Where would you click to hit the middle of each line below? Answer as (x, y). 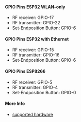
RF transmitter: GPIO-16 (36, 55)
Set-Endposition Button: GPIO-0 (44, 92)
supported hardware (32, 114)
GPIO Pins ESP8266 (25, 71)
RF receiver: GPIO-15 (33, 50)
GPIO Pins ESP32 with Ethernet (37, 39)
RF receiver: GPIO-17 (33, 17)
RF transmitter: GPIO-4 (35, 87)
